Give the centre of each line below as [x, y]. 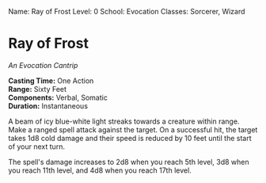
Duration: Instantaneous [48, 105]
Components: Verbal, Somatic [58, 97]
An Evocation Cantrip [43, 65]
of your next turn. [37, 147]
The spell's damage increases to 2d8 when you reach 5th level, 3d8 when [129, 162]
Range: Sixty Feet [38, 89]
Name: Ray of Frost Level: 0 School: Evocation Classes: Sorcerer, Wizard [127, 11]
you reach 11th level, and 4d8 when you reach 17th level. [100, 170]
